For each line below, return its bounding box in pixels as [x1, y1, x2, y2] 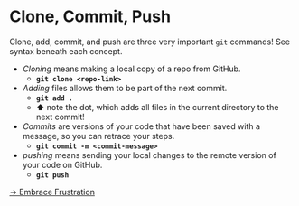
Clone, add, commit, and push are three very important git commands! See [9, 36, 291, 47]
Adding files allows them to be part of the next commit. [22, 82, 228, 93]
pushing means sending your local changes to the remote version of [22, 149, 277, 160]
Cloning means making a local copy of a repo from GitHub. [22, 63, 241, 74]
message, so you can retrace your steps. [22, 130, 175, 141]
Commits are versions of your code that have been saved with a [22, 120, 260, 132]
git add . [35, 93, 74, 103]
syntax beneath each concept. [9, 45, 123, 56]
